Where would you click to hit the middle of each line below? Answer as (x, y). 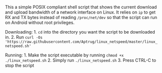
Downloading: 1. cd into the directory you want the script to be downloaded (80, 32)
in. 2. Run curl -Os (24, 37)
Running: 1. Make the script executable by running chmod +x (64, 55)
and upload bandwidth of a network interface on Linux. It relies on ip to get (80, 12)
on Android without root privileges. (40, 22)
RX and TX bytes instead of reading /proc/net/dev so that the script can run (81, 17)
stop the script (20, 65)
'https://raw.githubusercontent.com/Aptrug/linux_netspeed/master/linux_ (81, 42)
